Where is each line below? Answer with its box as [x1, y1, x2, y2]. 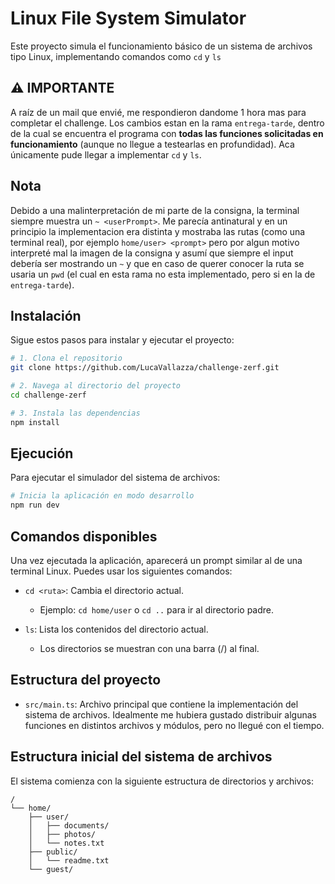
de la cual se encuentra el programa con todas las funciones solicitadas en [10, 127, 324, 139]
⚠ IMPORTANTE [10, 80, 115, 97]
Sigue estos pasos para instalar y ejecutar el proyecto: [10, 334, 235, 346]
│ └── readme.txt [28, 855, 110, 866]
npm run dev [10, 500, 60, 511]
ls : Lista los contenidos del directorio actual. [24, 623, 209, 635]
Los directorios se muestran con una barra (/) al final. [39, 643, 260, 654]
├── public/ [28, 847, 78, 857]
